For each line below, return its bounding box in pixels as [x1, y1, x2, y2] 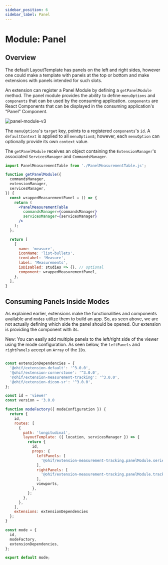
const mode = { [5, 527, 37, 533]
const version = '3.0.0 [5, 398, 55, 403]
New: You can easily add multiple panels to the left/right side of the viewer [5, 336, 158, 342]
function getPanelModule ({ [5, 172, 61, 177]
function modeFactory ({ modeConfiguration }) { [5, 407, 106, 412]
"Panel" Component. [5, 108, 47, 114]
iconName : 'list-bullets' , [18, 251, 75, 256]
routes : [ [14, 421, 35, 426]
